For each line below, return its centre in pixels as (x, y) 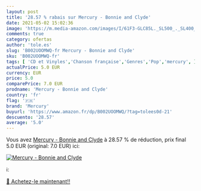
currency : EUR (24, 73)
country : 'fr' (24, 95)
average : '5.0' (25, 123)
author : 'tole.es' (29, 45)
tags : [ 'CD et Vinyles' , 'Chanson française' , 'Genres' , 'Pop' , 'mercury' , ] (101, 61)
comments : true (25, 34)
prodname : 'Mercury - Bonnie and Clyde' (57, 90)
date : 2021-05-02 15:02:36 (40, 23)
